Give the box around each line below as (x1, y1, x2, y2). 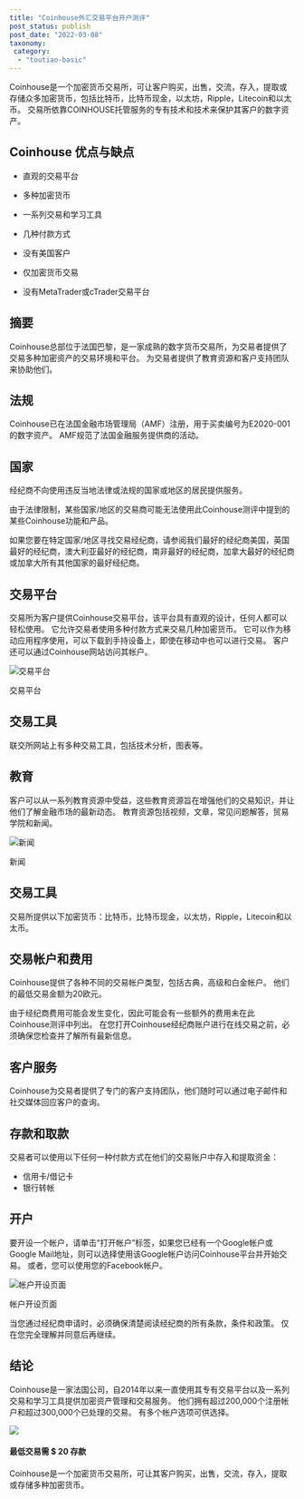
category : (13, 47, 51, 56)
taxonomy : (9, 38, 47, 48)
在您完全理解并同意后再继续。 (9, 1328, 120, 1339)
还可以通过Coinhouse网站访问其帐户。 (9, 646, 153, 658)
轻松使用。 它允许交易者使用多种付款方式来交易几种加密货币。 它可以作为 (9, 623, 283, 635)
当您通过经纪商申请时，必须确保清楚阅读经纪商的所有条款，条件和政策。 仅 (9, 1318, 290, 1328)
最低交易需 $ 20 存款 (9, 1446, 87, 1457)
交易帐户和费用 (9, 951, 93, 966)
